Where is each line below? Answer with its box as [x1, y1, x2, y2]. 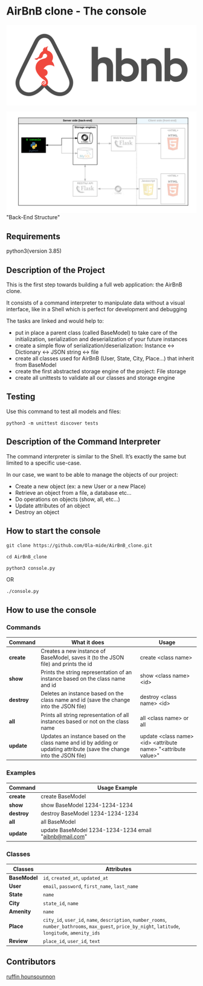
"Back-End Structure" [6, 214, 60, 221]
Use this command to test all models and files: [6, 408, 121, 415]
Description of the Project [6, 265, 105, 275]
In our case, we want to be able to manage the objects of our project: [6, 471, 178, 478]
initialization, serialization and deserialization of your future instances [14, 335, 188, 343]
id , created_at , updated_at [43, 874, 109, 881]
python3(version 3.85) [6, 247, 62, 255]
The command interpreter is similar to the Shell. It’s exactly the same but [6, 452, 186, 460]
